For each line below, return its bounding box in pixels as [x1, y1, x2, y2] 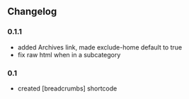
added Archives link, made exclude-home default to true [17, 42, 183, 52]
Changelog [7, 6, 57, 18]
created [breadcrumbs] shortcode [17, 84, 118, 93]
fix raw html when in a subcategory [17, 50, 121, 59]
